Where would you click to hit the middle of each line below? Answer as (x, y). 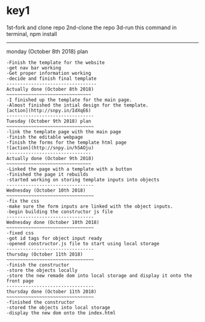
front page (20, 281)
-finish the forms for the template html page (67, 142)
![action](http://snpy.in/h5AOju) (50, 148)
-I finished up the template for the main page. (69, 100)
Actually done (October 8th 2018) (50, 89)
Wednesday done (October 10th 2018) (53, 222)
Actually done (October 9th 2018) (50, 158)
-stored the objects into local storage (59, 307)
